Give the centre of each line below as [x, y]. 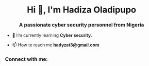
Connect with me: [26, 59]
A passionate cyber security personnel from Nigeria [82, 25]
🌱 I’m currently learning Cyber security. [52, 35]
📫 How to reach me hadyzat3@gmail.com [56, 45]
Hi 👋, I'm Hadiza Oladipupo [82, 10]
